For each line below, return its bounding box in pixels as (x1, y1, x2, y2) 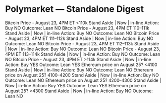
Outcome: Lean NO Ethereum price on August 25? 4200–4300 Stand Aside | (5, 77, 162, 83)
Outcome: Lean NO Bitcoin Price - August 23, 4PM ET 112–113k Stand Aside (5, 40, 160, 46)
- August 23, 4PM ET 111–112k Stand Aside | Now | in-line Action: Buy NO (5, 35, 154, 41)
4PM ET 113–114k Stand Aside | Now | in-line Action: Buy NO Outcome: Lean (5, 51, 161, 57)
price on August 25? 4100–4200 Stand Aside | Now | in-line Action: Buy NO (5, 72, 159, 78)
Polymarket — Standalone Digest (5, 3, 144, 15)
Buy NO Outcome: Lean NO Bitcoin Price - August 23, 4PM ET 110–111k (5, 25, 150, 31)
